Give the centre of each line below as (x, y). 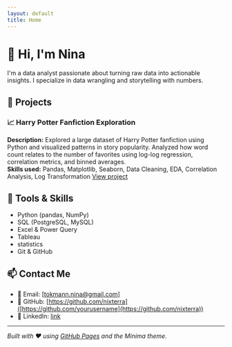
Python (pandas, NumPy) (53, 215)
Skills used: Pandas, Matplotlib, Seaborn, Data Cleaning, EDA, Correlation (112, 169)
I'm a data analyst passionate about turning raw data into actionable (104, 73)
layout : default (30, 13)
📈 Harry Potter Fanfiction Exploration (71, 122)
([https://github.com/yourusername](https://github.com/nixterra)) (110, 308)
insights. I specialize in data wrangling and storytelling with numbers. (105, 81)
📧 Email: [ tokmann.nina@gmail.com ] (69, 294)
